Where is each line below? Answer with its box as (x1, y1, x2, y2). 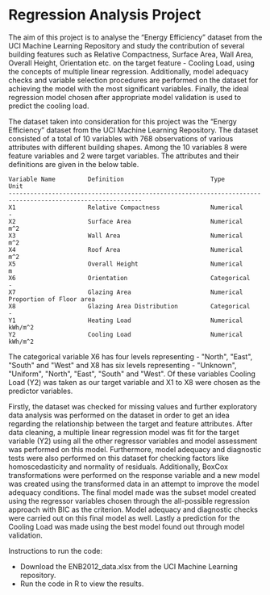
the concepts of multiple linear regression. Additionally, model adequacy (8, 66, 249, 76)
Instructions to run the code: (8, 546, 103, 555)
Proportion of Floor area (8, 295, 95, 304)
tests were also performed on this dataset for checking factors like (8, 453, 230, 463)
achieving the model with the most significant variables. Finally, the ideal (8, 83, 249, 94)
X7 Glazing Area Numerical (8, 288, 243, 296)
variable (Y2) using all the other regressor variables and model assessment (8, 436, 258, 446)
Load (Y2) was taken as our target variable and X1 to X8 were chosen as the (8, 377, 260, 387)
